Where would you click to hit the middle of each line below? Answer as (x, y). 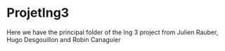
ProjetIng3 (38, 13)
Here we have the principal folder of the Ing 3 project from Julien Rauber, (112, 32)
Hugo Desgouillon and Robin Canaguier (64, 39)
